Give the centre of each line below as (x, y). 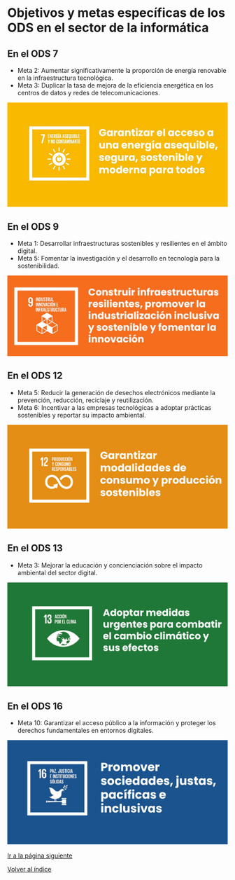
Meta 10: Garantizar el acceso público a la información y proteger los (116, 723)
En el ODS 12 (35, 376)
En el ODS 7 (33, 54)
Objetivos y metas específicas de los (116, 13)
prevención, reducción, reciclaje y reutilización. (85, 400)
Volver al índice (29, 869)
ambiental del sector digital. (57, 572)
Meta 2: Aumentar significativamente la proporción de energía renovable (122, 70)
